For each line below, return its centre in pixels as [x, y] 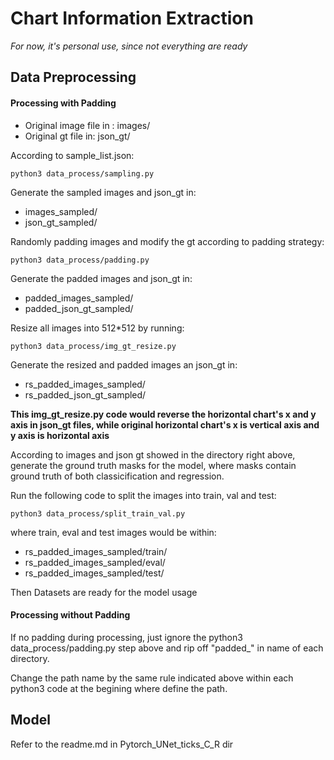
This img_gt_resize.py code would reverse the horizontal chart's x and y [163, 414]
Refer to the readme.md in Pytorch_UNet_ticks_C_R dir [122, 744]
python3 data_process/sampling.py [82, 173]
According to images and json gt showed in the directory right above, [153, 454]
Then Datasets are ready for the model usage [104, 592]
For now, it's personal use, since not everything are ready [129, 46]
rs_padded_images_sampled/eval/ [95, 562]
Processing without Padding [70, 615]
